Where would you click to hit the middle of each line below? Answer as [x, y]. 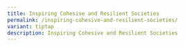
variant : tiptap [30, 26]
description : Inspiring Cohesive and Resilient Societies [92, 33]
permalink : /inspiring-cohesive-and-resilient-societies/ [92, 20]
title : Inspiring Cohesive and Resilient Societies [83, 13]
